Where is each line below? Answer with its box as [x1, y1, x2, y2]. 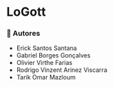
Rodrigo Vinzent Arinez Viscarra [16, 66, 108, 74]
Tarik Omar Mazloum [16, 73, 76, 82]
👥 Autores [6, 29, 41, 38]
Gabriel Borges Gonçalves [16, 51, 91, 60]
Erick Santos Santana [16, 44, 77, 52]
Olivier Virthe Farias [16, 59, 73, 67]
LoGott [6, 4, 46, 20]
